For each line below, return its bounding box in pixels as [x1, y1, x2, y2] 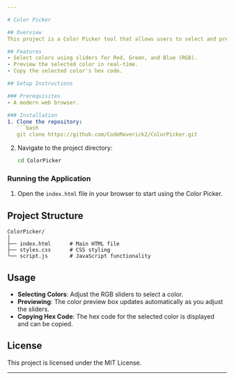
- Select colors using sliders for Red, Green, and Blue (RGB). [7, 54, 198, 61]
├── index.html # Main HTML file [7, 241, 120, 248]
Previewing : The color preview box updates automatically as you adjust [17, 297, 224, 305]
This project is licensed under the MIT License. [7, 358, 142, 367]
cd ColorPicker [17, 158, 62, 165]
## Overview [7, 29, 42, 36]
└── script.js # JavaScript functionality [7, 252, 151, 260]
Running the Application [7, 174, 91, 183]
